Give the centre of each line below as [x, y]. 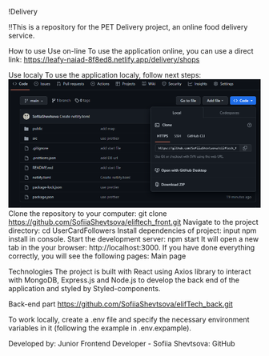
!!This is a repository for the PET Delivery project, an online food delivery [128, 27]
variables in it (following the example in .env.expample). [100, 328]
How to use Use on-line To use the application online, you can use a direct [131, 51]
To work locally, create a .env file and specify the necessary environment [129, 319]
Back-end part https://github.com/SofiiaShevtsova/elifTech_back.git [121, 304]
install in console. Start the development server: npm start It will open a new [133, 238]
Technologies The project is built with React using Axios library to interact [130, 271]
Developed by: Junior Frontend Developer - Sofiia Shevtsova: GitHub [122, 343]
